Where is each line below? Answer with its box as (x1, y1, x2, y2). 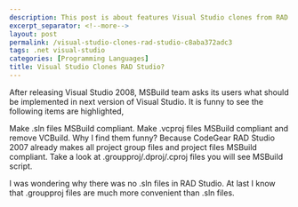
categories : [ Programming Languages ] (9, 54, 149, 63)
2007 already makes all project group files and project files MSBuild (9, 141, 258, 152)
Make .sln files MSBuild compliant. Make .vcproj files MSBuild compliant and (9, 123, 289, 133)
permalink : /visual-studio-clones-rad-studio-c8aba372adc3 (9, 37, 233, 47)
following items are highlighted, (9, 106, 125, 116)
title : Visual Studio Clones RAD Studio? (9, 63, 165, 72)
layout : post (9, 29, 58, 38)
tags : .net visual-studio (9, 46, 105, 55)
